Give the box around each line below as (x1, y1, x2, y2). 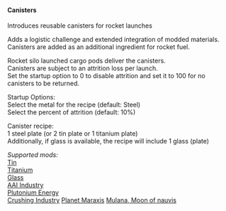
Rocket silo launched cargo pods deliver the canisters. (7, 57, 166, 65)
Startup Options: (7, 93, 55, 102)
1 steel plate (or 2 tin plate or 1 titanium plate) (7, 129, 138, 138)
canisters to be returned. (7, 79, 80, 88)
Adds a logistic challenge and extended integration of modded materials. (7, 36, 220, 44)
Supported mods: (7, 151, 59, 159)
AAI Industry (7, 181, 44, 190)
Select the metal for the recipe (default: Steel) (7, 100, 141, 109)
